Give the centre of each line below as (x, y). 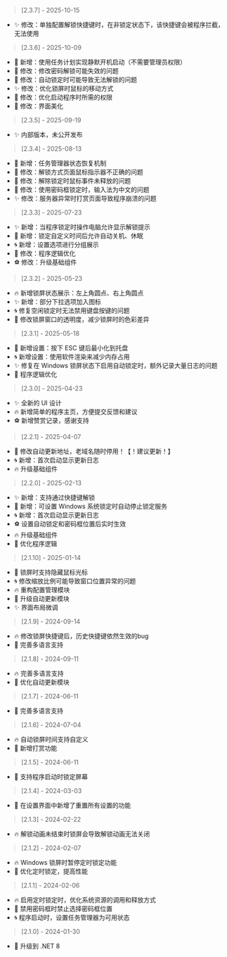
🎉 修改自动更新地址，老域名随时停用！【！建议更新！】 (94, 451)
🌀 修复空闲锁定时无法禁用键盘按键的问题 (72, 310)
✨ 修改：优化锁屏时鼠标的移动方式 (64, 88)
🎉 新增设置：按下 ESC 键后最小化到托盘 (71, 348)
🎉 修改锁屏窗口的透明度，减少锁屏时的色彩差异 (82, 319)
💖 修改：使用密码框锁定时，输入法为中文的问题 (82, 190)
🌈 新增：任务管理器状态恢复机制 (60, 163)
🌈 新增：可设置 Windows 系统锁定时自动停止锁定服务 (90, 506)
